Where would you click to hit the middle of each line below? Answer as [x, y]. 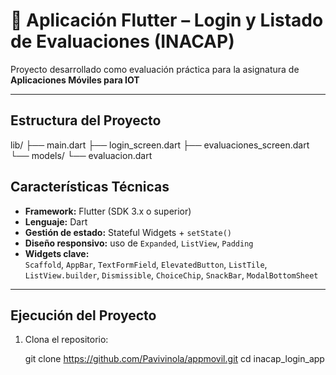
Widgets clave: [57, 253]
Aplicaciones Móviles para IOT [75, 80]
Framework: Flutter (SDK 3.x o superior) [108, 211]
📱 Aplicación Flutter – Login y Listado [167, 20]
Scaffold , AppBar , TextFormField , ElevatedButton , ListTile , [146, 264]
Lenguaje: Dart [56, 221]
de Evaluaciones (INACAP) [122, 41]
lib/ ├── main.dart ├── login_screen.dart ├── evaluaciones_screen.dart [160, 145]
